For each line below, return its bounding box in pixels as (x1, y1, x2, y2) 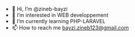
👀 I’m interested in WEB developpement (11, 12, 108, 18)
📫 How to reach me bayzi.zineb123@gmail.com (11, 24, 129, 31)
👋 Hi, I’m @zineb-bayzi (11, 6, 68, 12)
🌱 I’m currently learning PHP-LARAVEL (11, 18, 106, 24)
